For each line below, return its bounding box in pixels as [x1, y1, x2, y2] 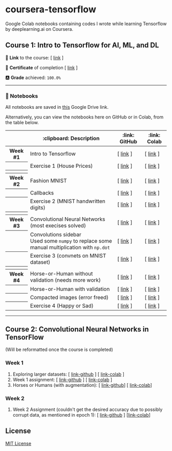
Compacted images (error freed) [30, 293, 109, 301]
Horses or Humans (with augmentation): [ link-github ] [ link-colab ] [12, 382, 153, 388]
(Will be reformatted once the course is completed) [5, 346, 114, 352]
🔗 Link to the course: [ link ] [5, 54, 64, 61]
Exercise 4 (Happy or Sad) [30, 302, 94, 309]
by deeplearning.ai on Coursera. [5, 26, 73, 32]
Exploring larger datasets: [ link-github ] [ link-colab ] [12, 371, 124, 377]
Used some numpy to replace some [30, 237, 113, 244]
